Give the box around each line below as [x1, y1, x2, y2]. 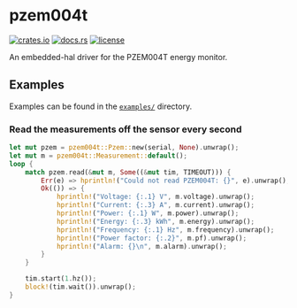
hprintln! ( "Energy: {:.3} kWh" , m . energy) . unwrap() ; [56, 217, 255, 226]
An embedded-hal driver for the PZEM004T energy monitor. [9, 51, 228, 62]
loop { [9, 159, 34, 168]
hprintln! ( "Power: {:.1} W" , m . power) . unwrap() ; [56, 209, 240, 218]
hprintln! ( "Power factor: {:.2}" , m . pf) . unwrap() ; [56, 234, 247, 243]
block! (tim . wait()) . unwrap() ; [25, 282, 137, 292]
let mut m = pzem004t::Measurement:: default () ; [9, 151, 188, 160]
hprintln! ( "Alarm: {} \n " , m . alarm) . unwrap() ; [56, 242, 227, 250]
